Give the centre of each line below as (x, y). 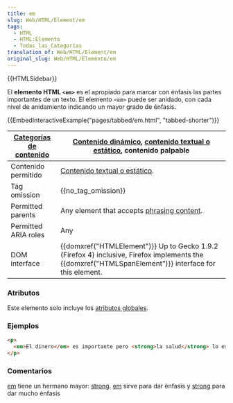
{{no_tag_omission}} (93, 190)
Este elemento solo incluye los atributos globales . (78, 308)
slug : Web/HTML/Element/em (46, 20)
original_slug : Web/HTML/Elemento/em (62, 59)
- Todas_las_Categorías (48, 46)
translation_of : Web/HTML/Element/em (62, 53)
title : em (21, 14)
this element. (81, 272)
